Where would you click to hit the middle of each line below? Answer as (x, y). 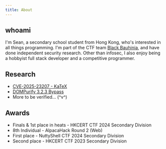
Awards (18, 113)
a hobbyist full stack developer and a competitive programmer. (70, 58)
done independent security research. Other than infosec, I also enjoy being (83, 53)
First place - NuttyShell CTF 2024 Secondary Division (68, 136)
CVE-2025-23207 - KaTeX (40, 87)
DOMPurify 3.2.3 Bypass (38, 92)
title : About (19, 10)
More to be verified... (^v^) (40, 97)
